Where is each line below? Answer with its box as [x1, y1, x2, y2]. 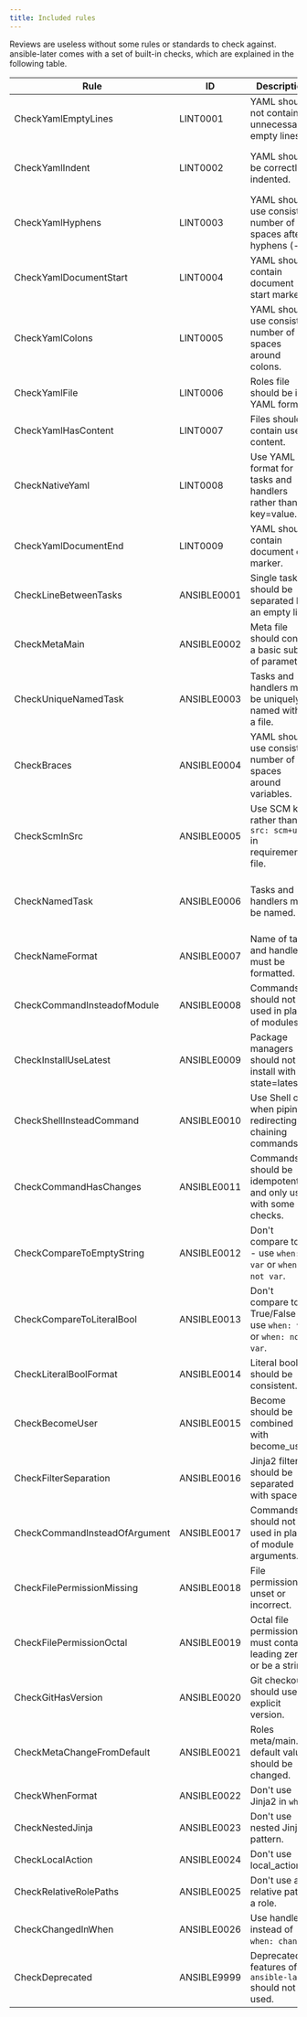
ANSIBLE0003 [179, 692, 242, 705]
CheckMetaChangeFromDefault [14, 1746, 151, 1758]
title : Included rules [9, 13, 96, 23]
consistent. [249, 1379, 298, 1392]
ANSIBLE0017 [179, 1526, 242, 1539]
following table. [9, 58, 68, 69]
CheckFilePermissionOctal [14, 1636, 128, 1649]
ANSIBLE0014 [179, 1367, 242, 1380]
